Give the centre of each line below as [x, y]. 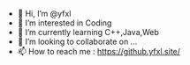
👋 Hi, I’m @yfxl [44, 14]
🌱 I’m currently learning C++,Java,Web [88, 32]
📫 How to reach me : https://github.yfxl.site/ [99, 51]
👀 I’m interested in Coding [65, 23]
